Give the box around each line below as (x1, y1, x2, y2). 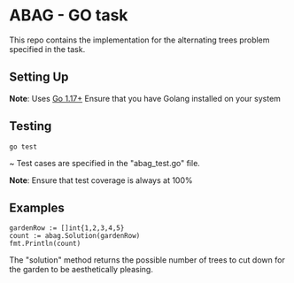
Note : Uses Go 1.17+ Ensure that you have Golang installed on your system (9, 93, 282, 103)
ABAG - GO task (9, 5, 128, 26)
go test (9, 142, 38, 151)
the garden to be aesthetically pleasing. (9, 264, 153, 275)
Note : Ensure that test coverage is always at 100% (9, 174, 193, 186)
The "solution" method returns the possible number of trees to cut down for (9, 255, 285, 265)
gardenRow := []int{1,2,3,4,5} (9, 224, 125, 233)
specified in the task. (9, 43, 86, 54)
